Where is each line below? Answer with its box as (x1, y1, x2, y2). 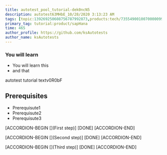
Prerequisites (5, 92, 48, 100)
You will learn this (12, 62, 49, 68)
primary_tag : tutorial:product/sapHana (5, 21, 88, 26)
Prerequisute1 (12, 104, 41, 110)
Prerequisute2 (12, 110, 42, 116)
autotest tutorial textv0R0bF (5, 77, 63, 83)
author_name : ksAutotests (5, 35, 59, 40)
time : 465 (5, 26, 26, 31)
